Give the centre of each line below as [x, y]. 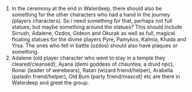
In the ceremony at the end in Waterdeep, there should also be [87, 8]
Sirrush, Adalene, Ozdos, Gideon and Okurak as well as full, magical [93, 33]
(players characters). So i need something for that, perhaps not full [92, 21]
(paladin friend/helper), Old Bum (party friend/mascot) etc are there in [96, 76]
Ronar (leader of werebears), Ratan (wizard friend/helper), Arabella [92, 70]
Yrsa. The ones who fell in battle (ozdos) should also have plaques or [95, 45]
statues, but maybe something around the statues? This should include [97, 27]
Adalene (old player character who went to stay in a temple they [88, 58]
